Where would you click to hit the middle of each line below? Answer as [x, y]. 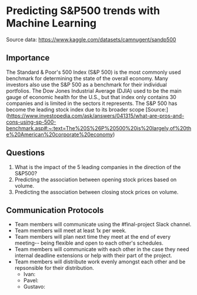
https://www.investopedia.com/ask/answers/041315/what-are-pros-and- [96, 116]
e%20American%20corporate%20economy [60, 134]
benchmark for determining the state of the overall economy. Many [87, 78]
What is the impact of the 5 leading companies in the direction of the [98, 167]
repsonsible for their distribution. [54, 268]
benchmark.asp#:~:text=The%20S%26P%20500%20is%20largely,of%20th [99, 128]
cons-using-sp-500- [31, 122]
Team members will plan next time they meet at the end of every [93, 237]
